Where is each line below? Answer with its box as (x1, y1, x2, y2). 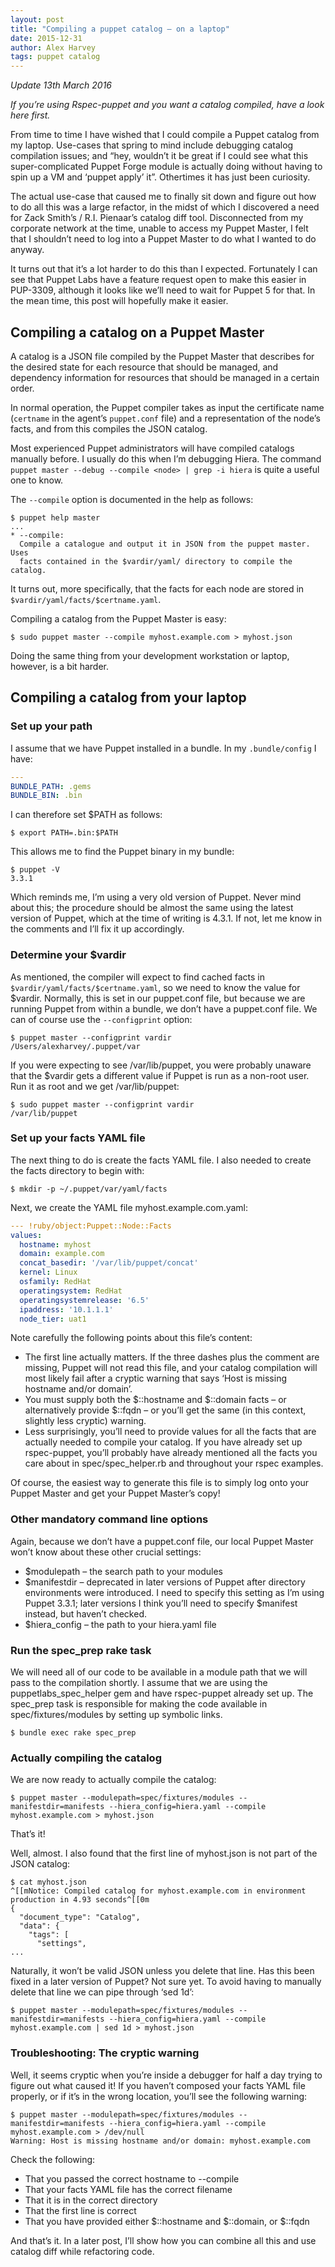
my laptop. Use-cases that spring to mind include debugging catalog (10, 139, 294, 151)
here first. (10, 109, 51, 121)
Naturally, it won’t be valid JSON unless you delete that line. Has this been (10, 1965, 315, 1977)
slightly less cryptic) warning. (24, 1415, 147, 1427)
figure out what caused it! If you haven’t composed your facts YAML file (10, 2079, 306, 2091)
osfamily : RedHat (19, 1277, 92, 1287)
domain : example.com (19, 1249, 105, 1259)
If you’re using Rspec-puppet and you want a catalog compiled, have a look (10, 99, 325, 111)
